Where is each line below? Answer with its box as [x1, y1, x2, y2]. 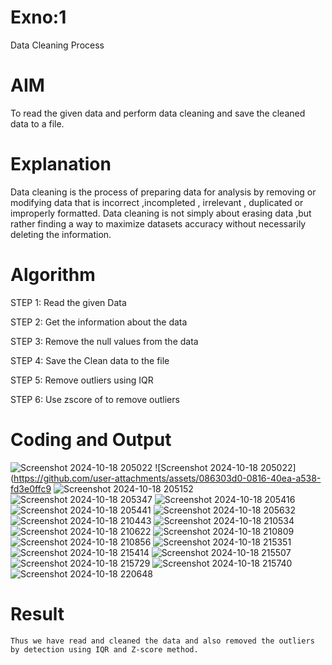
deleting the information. [10, 228, 112, 240]
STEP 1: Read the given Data [10, 296, 127, 308]
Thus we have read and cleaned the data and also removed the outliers [10, 636, 315, 646]
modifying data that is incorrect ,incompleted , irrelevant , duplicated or [10, 196, 304, 208]
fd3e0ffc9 [10, 482, 52, 495]
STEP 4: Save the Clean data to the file [10, 354, 170, 366]
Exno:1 [10, 6, 67, 29]
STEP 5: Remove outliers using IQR [10, 374, 154, 386]
